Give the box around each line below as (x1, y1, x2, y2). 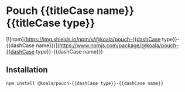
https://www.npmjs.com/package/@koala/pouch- (59, 42, 179, 49)
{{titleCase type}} (6, 16, 95, 30)
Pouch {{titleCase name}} (6, 4, 135, 17)
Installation (6, 65, 48, 75)
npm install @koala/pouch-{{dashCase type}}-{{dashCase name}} (6, 80, 164, 86)
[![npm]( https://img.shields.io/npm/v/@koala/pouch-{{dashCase (6, 36, 161, 43)
